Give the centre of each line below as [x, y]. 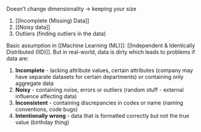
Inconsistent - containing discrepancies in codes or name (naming [99, 103]
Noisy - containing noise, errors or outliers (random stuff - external [99, 90]
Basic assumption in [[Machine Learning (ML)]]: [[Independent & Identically [101, 46]
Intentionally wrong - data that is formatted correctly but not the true [102, 116]
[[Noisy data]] [33, 27]
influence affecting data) [46, 96]
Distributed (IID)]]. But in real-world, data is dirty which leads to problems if [101, 52]
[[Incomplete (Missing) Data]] [52, 20]
